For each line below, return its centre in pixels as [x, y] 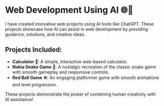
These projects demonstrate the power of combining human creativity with [81, 94]
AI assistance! [19, 99]
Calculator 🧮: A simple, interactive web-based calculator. [70, 61]
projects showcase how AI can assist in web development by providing [77, 29]
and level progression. [35, 84]
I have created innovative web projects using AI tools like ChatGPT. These [80, 24]
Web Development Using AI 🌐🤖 [69, 10]
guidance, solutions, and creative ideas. [45, 34]
